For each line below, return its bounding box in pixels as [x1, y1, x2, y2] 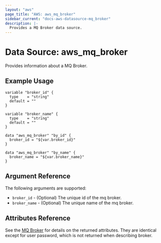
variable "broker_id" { [5, 90, 54, 95]
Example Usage [5, 77, 54, 85]
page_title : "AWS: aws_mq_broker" [5, 12, 76, 17]
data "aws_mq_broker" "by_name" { [5, 150, 76, 155]
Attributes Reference [5, 214, 71, 222]
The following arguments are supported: [5, 185, 87, 191]
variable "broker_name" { [5, 111, 58, 116]
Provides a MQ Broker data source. [9, 26, 82, 30]
